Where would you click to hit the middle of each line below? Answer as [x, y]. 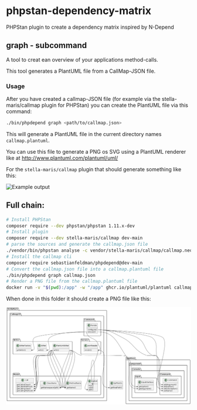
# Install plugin [27, 232]
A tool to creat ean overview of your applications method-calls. [82, 59]
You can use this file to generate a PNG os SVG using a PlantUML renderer [96, 151]
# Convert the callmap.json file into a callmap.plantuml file [85, 269]
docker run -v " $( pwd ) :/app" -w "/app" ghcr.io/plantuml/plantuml [89, 288]
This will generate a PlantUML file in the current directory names [84, 134]
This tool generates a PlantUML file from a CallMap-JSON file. [81, 71]
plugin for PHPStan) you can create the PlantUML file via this [115, 105]
